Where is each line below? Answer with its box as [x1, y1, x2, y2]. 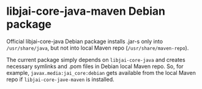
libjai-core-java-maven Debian [6, 4, 165, 18]
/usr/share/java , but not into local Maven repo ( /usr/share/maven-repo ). [6, 44, 189, 52]
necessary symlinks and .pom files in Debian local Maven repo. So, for [6, 63, 184, 70]
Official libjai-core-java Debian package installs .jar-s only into [6, 37, 163, 45]
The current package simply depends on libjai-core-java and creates [6, 56, 185, 63]
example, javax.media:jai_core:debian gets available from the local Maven [6, 69, 196, 76]
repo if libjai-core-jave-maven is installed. [6, 75, 114, 83]
